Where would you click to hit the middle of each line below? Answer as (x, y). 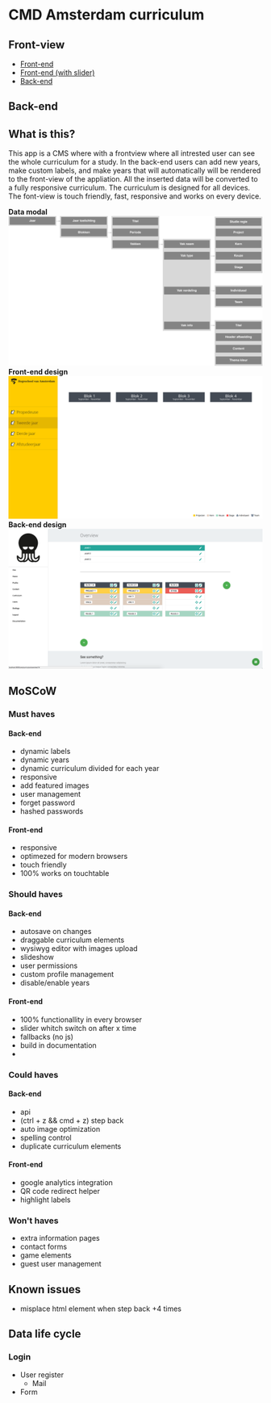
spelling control (46, 1137)
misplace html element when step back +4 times (100, 1309)
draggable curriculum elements (72, 940)
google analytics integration (66, 1182)
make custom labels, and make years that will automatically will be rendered (135, 170)
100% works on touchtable (65, 873)
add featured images (54, 785)
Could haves (33, 1074)
